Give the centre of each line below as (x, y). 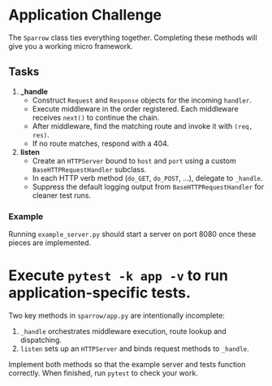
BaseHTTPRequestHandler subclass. (89, 169)
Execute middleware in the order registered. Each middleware (135, 108)
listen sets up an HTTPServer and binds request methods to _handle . (134, 349)
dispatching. (41, 340)
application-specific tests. (99, 293)
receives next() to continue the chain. (96, 117)
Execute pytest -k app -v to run (119, 276)
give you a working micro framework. (71, 46)
